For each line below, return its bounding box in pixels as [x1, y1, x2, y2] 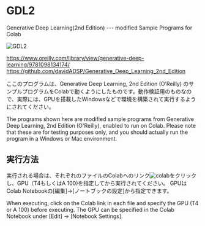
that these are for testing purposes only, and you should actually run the [6, 128, 188, 136]
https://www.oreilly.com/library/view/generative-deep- [6, 54, 144, 61]
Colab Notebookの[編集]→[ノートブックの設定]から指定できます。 [6, 187, 173, 194]
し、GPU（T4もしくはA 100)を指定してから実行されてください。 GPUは [6, 179, 187, 187]
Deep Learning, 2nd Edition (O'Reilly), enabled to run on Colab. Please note [6, 122, 196, 129]
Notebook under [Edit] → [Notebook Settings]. [6, 212, 124, 220]
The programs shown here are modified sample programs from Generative [6, 115, 195, 123]
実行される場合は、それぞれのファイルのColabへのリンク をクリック [6, 171, 197, 179]
